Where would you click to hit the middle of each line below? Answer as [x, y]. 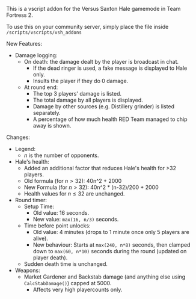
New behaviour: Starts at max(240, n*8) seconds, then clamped [112, 245]
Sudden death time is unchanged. [66, 264]
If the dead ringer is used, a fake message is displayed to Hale [110, 68]
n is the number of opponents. [61, 155]
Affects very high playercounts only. [78, 289]
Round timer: [31, 200]
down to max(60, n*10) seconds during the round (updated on [110, 251]
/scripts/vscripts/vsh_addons [44, 32]
